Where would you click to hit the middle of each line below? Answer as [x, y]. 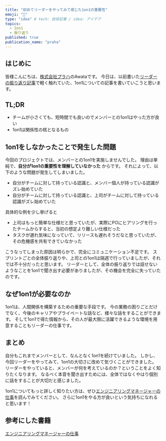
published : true [22, 38]
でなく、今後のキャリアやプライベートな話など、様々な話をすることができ [81, 313]
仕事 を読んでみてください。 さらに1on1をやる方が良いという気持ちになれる [82, 397]
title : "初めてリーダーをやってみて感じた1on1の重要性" [56, 10]
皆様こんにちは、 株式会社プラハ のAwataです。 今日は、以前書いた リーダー [81, 76]
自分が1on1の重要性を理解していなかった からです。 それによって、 [86, 166]
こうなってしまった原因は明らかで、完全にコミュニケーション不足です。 [79, 252]
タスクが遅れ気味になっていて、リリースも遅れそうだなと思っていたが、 [86, 235]
